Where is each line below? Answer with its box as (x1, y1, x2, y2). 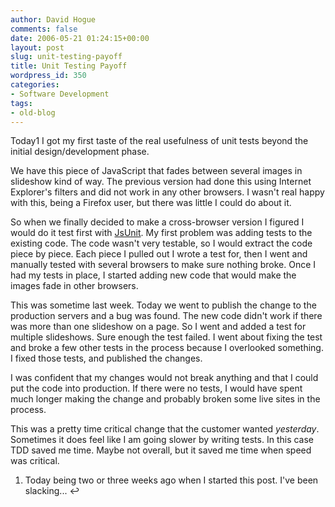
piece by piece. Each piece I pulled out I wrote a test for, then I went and (10, 248, 308, 260)
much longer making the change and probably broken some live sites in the (10, 393, 321, 405)
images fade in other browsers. (10, 280, 139, 292)
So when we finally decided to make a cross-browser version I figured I (10, 216, 305, 228)
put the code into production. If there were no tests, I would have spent (10, 382, 303, 395)
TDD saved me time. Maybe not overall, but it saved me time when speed (10, 444, 312, 456)
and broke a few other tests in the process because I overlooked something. (10, 342, 324, 354)
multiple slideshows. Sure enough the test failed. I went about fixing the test (10, 331, 323, 343)
